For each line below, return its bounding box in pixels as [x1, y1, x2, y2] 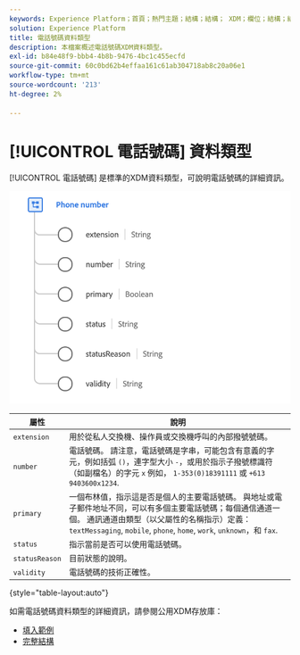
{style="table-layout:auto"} [9, 587, 109, 598]
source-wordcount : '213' [9, 80, 102, 89]
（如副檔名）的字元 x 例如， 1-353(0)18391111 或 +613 [68, 468, 266, 478]
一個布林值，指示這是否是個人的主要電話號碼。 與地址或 [68, 491, 275, 502]
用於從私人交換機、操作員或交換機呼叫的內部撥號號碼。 [68, 431, 272, 442]
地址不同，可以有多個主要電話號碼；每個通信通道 [92, 502, 272, 513]
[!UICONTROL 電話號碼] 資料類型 [9, 141, 253, 162]
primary [12, 510, 42, 518]
